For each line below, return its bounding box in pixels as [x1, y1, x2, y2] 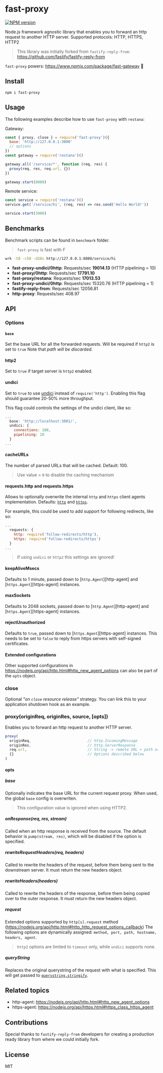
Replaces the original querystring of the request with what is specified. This [5, 967, 156, 973]
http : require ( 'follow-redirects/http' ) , [14, 532, 98, 537]
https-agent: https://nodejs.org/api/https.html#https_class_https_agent [12, 1004, 154, 1010]
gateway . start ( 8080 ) [5, 180, 47, 184]
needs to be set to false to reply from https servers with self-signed [5, 636, 142, 641]
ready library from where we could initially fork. [5, 1037, 100, 1042]
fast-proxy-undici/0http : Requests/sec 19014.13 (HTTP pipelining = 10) [12, 265, 156, 270]
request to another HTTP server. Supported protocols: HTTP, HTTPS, [5, 34, 143, 40]
